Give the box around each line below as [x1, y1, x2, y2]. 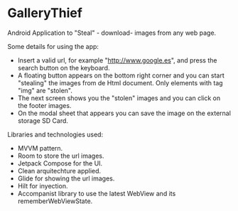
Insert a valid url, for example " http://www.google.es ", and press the [17, 55, 217, 65]
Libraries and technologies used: [7, 130, 104, 139]
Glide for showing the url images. [17, 174, 115, 183]
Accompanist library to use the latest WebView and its [17, 189, 176, 198]
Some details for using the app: [7, 42, 99, 50]
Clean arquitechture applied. [17, 166, 102, 175]
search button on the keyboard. [17, 63, 110, 72]
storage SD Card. [17, 116, 69, 125]
